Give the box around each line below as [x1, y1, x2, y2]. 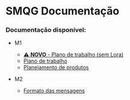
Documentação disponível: [5, 26, 87, 34]
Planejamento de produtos [23, 64, 89, 71]
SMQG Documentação [5, 4, 120, 18]
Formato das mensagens [23, 87, 85, 95]
